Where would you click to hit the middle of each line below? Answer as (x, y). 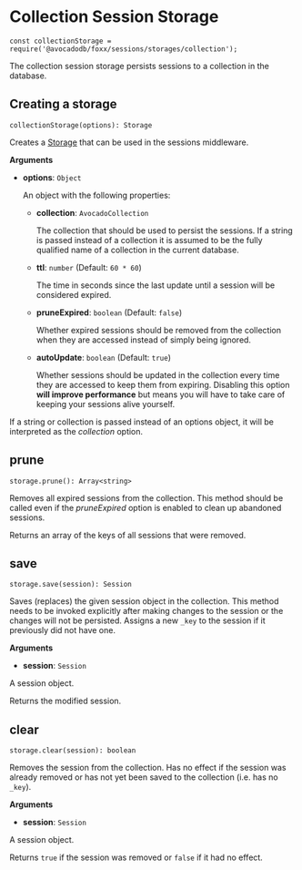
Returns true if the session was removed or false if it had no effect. (136, 857)
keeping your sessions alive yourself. (106, 404)
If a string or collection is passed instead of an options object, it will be (142, 422)
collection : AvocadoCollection (92, 212)
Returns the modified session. (65, 701)
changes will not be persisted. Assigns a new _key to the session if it (137, 620)
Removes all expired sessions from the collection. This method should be (146, 497)
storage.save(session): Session (70, 585)
